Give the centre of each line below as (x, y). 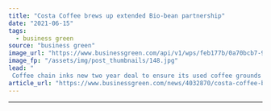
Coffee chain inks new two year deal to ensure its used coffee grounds (137, 76)
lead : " (21, 68)
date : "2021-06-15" (41, 23)
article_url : (30, 83)
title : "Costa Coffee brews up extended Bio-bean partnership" (117, 16)
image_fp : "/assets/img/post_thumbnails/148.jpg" (94, 61)
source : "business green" (52, 46)
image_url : (27, 53)
